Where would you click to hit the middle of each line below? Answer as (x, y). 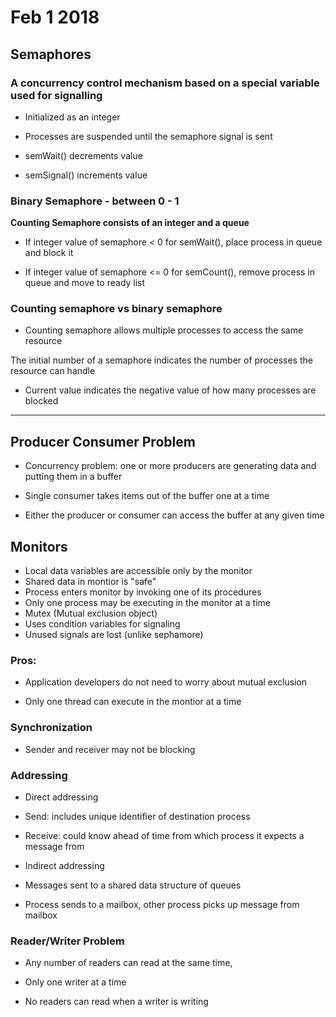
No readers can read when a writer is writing (116, 1002)
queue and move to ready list (85, 283)
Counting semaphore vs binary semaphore (116, 309)
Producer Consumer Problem (103, 441)
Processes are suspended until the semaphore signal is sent (148, 136)
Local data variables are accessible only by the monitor (138, 571)
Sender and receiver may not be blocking (110, 749)
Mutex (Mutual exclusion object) (91, 613)
